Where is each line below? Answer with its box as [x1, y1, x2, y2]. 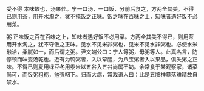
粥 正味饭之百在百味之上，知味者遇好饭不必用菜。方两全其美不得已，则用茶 [6, 33, 194, 40]
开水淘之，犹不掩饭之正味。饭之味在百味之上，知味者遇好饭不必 [38, 13, 198, 20]
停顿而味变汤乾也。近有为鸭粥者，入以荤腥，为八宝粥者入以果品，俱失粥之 [6, 56, 192, 63]
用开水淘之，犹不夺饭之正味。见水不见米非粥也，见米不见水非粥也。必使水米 [6, 41, 198, 48]
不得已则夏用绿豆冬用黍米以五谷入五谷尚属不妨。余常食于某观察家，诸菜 [16, 63, 198, 71]
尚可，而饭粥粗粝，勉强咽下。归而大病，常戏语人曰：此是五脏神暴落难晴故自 [6, 71, 198, 78]
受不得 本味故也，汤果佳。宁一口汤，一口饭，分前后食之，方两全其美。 [6, 5, 183, 12]
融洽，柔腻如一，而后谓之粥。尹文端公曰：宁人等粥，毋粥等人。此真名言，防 [6, 48, 198, 55]
